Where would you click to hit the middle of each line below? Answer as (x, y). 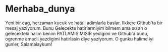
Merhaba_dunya (40, 9)
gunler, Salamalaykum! (29, 44)
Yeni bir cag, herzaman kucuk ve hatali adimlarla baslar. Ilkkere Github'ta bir (84, 23)
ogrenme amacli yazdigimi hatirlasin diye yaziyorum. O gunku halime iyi (79, 39)
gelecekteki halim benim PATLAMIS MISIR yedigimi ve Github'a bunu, (77, 33)
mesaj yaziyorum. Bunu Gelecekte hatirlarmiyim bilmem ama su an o (76, 28)
